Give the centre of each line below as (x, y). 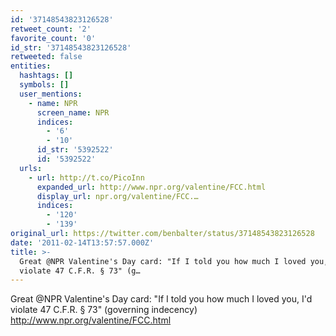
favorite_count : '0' (53, 38)
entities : (31, 66)
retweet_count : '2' (51, 29)
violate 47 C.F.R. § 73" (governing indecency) (104, 310)
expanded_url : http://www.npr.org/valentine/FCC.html (151, 187)
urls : (31, 168)
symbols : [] (44, 85)
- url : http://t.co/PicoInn (86, 177)
